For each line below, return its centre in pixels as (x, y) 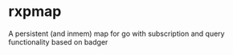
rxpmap (35, 12)
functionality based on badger (58, 41)
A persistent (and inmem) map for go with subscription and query (117, 33)
